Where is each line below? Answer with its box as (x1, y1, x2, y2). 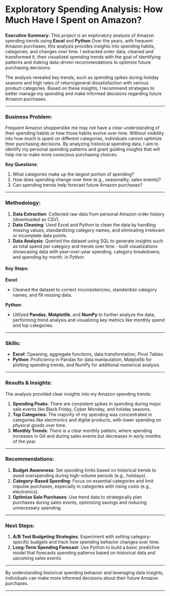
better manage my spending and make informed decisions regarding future (5, 91, 162, 97)
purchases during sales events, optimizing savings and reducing (12, 499, 147, 505)
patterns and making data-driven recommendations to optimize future (5, 59, 151, 65)
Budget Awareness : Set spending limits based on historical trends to (12, 467, 157, 473)
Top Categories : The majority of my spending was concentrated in (12, 411, 152, 417)
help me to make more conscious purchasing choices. (5, 152, 118, 158)
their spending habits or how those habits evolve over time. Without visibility (5, 130, 164, 136)
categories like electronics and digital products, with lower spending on (12, 416, 162, 423)
